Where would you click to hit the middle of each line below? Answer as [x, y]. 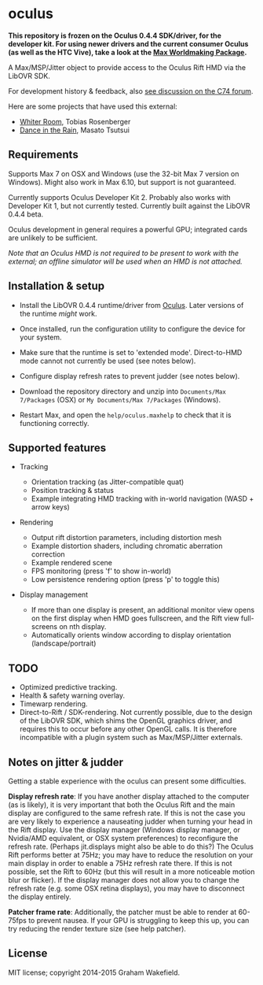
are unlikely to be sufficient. [53, 238]
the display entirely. [40, 897]
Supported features [57, 448]
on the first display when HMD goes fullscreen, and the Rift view [135, 618]
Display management [54, 594]
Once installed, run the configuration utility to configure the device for [132, 328]
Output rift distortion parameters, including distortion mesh [126, 538]
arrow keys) [51, 507]
